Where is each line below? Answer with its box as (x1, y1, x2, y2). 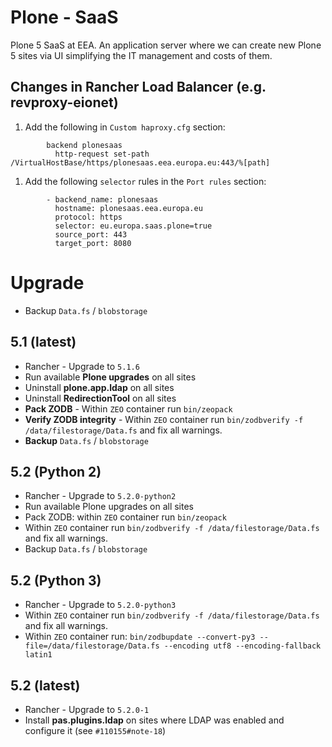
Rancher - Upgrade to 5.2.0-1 (24, 703, 150, 715)
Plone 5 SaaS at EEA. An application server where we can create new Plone (10, 39, 322, 51)
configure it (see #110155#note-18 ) (24, 724, 167, 736)
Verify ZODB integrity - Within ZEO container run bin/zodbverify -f (24, 413, 304, 425)
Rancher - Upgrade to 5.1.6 (24, 360, 140, 372)
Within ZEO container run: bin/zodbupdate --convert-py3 (24, 631, 256, 643)
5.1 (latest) (10, 334, 77, 351)
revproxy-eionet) (10, 94, 119, 111)
